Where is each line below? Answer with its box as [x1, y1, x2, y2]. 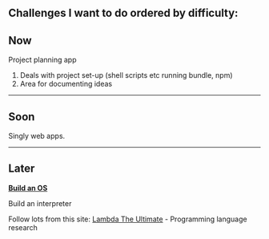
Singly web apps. [8, 132, 66, 141]
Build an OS [8, 183, 48, 192]
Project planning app [8, 55, 78, 65]
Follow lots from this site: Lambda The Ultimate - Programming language [8, 214, 247, 224]
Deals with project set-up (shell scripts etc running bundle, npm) [19, 71, 234, 80]
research [8, 222, 38, 232]
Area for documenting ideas [19, 79, 113, 89]
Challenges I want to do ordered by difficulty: [8, 6, 239, 20]
